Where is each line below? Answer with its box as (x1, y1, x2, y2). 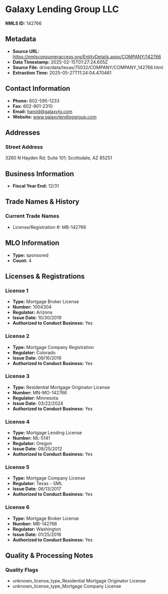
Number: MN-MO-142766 (12, 389, 67, 395)
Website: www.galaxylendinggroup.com (12, 113, 97, 120)
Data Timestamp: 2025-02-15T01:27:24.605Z (12, 59, 108, 65)
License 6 (5, 504, 30, 511)
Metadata (5, 35, 36, 43)
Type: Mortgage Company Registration (12, 344, 94, 350)
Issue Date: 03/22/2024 (12, 400, 64, 406)
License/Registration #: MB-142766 (12, 224, 87, 230)
